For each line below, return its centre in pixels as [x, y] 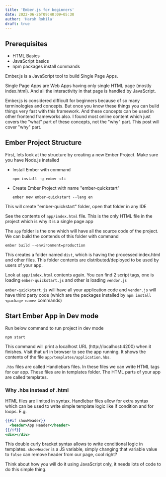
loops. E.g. [16, 411]
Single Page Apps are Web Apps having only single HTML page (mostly [78, 86]
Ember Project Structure [43, 143]
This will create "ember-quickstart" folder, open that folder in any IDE [76, 206]
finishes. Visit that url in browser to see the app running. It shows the [76, 352]
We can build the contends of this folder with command [62, 236]
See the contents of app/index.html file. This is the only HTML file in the [79, 216]
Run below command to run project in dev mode [54, 328]
